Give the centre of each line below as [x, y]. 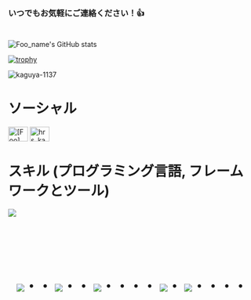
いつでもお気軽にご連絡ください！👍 [76, 13]
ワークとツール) [59, 191]
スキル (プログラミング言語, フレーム [126, 172]
